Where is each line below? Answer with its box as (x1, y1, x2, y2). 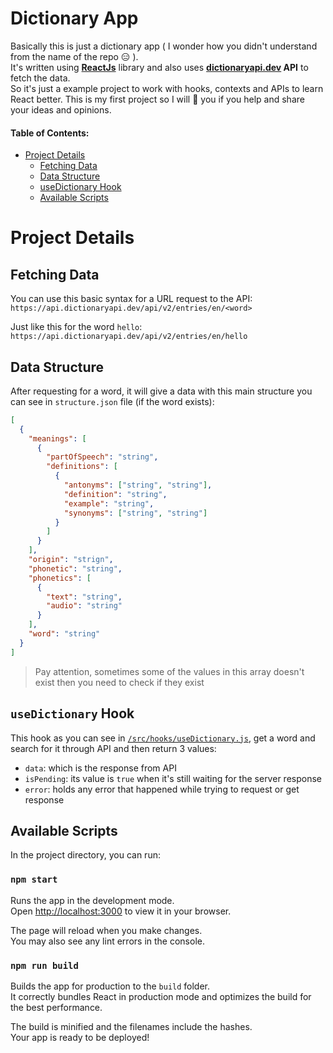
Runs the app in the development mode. (10, 894, 175, 906)
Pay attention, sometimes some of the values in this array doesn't (34, 665, 305, 677)
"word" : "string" (28, 629, 101, 639)
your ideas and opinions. (10, 103, 112, 116)
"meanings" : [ (28, 433, 87, 444)
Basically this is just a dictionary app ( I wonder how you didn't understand (10, 40, 318, 52)
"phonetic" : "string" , (28, 563, 123, 574)
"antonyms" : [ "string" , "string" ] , (63, 480, 213, 491)
